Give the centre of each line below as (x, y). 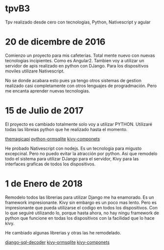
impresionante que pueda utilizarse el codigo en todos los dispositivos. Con (81, 207)
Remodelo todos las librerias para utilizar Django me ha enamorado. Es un (80, 197)
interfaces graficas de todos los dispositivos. (50, 164)
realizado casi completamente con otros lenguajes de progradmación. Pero (81, 86)
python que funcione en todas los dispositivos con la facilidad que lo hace (80, 218)
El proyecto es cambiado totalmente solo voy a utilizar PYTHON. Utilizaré (79, 124)
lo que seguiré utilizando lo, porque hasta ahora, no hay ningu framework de (82, 213)
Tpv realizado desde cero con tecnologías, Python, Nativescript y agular (78, 22)
